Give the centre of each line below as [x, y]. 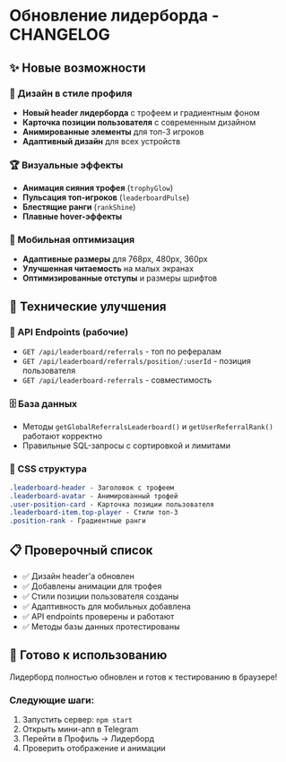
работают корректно [62, 437]
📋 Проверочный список [81, 550]
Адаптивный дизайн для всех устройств [101, 141]
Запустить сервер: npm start [77, 720]
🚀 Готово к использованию [88, 655]
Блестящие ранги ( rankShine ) [79, 207]
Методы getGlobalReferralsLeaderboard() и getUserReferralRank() [147, 427]
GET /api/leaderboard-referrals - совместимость [117, 380]
